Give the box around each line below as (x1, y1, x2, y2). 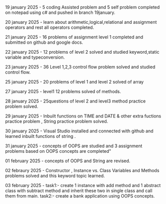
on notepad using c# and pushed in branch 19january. (5, 9, 116, 15)
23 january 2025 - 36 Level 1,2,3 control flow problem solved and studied (5, 64, 156, 70)
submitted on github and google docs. (5, 39, 83, 45)
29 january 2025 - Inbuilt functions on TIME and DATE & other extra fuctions (5, 113, 162, 119)
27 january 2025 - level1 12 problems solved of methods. (5, 89, 121, 94)
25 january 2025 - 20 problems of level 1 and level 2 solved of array (5, 79, 144, 85)
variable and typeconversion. (5, 54, 65, 60)
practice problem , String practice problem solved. (5, 118, 108, 124)
